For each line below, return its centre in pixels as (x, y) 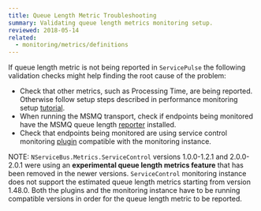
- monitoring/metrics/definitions (72, 45)
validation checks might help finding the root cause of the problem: (117, 76)
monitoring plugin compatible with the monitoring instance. (115, 141)
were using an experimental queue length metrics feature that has (134, 165)
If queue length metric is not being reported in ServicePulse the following (127, 67)
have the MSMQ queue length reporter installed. (98, 125)
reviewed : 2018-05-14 (44, 30)
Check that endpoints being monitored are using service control (123, 133)
